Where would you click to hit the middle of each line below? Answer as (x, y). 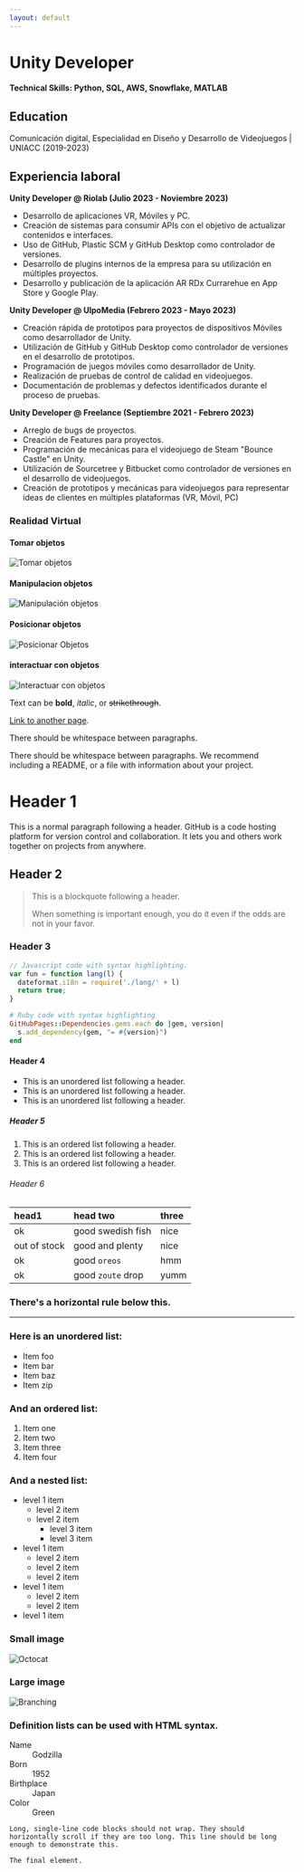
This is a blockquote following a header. (105, 896)
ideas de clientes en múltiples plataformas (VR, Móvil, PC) (130, 498)
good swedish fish (113, 1231)
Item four (39, 1457)
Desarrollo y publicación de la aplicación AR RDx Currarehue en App (150, 283)
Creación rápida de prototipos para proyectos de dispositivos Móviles (152, 328)
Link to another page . (49, 720)
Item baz (39, 1375)
